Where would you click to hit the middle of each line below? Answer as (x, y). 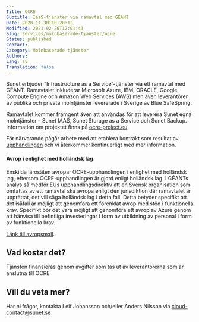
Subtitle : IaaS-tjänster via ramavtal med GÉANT (67, 17)
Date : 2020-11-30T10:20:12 (40, 23)
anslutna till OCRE (28, 273)
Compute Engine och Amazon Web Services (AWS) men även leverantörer (97, 96)
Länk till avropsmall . (31, 234)
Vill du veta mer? (38, 292)
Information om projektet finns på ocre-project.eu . (67, 127)
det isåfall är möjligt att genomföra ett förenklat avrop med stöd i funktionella (100, 204)
